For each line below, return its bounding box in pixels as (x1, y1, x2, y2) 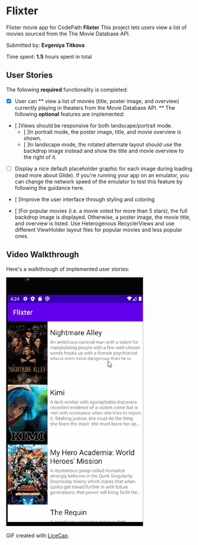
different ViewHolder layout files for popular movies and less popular (14, 226, 183, 233)
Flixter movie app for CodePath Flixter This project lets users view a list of (6, 24, 187, 31)
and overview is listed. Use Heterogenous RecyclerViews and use (14, 219, 175, 227)
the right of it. (23, 153, 57, 161)
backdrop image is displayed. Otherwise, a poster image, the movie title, (14, 213, 191, 221)
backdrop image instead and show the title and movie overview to (23, 147, 184, 154)
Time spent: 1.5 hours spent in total (6, 53, 92, 60)
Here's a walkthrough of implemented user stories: (6, 265, 130, 272)
